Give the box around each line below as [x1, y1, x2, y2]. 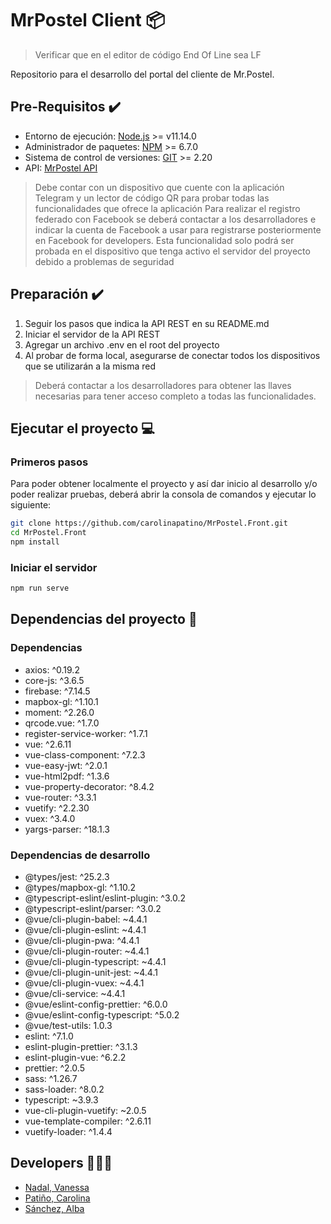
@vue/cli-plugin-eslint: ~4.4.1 [24, 924, 147, 936]
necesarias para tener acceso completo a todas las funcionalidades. [34, 390, 317, 402]
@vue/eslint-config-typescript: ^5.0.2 [24, 1009, 180, 1021]
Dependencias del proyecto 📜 [10, 611, 198, 628]
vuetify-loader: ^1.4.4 [24, 1126, 113, 1138]
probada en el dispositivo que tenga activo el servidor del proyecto [34, 245, 311, 257]
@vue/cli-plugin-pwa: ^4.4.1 [24, 935, 140, 947]
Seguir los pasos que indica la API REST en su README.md [24, 317, 270, 329]
